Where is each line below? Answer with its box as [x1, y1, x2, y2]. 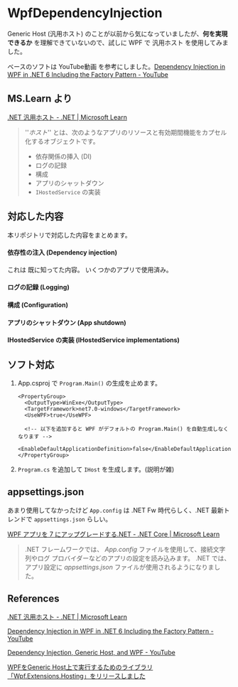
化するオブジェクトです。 [24, 137, 99, 145]
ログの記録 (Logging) [7, 283, 70, 292]
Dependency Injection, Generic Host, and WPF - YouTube [7, 648, 175, 656]
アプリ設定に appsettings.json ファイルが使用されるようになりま [24, 563, 215, 571]
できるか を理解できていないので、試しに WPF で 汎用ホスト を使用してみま [7, 38, 229, 47]
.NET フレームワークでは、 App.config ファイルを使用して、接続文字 [24, 545, 226, 553]
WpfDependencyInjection [7, 5, 163, 21]
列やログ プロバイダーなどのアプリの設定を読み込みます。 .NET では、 [24, 553, 231, 563]
